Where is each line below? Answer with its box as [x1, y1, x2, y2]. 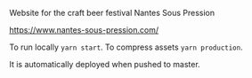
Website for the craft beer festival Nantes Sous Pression [9, 8, 215, 18]
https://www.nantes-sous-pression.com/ [9, 25, 159, 35]
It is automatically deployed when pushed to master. [9, 59, 200, 69]
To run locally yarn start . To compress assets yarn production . [9, 42, 243, 52]
